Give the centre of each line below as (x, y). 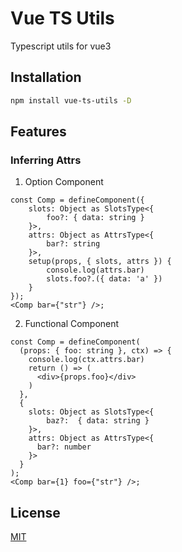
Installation (46, 77)
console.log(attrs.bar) (95, 270)
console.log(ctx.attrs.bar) (86, 360)
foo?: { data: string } (95, 218)
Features (38, 132)
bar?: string (73, 244)
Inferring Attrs (46, 160)
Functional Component (72, 324)
